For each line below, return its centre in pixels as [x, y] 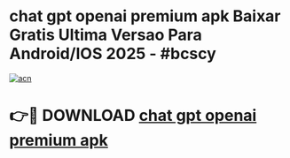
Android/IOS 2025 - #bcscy [113, 54]
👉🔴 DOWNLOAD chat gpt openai [133, 116]
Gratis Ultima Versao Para [106, 35]
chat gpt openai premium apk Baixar [145, 16]
